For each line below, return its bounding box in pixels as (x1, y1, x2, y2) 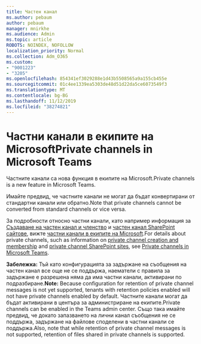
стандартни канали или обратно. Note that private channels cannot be (6, 199, 181, 207)
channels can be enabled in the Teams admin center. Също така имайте (6, 306, 185, 313)
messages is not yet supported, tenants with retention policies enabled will (6, 286, 190, 294)
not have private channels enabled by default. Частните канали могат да (6, 292, 188, 300)
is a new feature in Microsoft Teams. (6, 181, 96, 189)
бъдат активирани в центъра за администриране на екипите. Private (6, 299, 181, 306)
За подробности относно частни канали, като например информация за (6, 217, 191, 225)
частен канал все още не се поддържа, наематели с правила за (6, 267, 170, 274)
